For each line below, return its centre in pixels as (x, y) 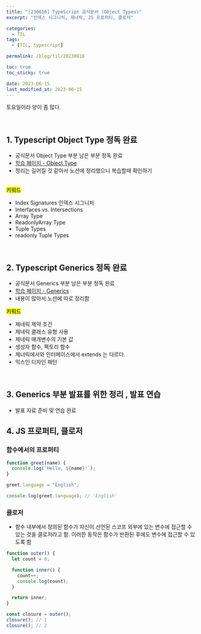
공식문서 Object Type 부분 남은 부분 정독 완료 (69, 155)
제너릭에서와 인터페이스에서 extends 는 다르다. (70, 354)
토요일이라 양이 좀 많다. (34, 107)
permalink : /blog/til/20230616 (46, 56)
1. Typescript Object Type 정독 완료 (72, 140)
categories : (21, 28)
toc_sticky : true (28, 73)
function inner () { (36, 570)
